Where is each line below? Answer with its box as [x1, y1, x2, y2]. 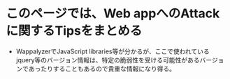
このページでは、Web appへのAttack [6, 6, 220, 21]
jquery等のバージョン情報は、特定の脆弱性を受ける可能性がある [15, 55, 200, 64]
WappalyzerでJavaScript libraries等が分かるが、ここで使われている [15, 47, 210, 55]
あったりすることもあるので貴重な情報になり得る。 [28, 64, 175, 73]
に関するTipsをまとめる [6, 23, 143, 39]
